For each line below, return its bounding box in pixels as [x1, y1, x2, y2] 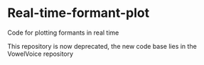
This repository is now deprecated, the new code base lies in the [7, 42, 197, 50]
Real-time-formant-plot [7, 5, 150, 21]
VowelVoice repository [7, 49, 73, 58]
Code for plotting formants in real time [7, 28, 119, 37]
